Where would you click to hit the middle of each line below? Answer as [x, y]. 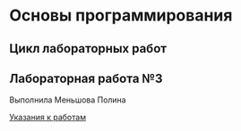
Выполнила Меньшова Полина [68, 100]
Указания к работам [48, 118]
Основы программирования [121, 16]
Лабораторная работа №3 [86, 78]
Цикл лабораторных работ [88, 49]
